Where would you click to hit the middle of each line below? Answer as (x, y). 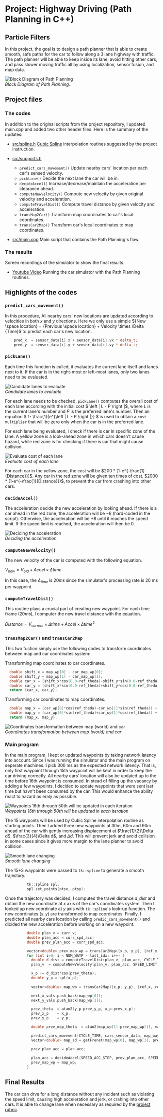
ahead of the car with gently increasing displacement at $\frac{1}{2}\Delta (79, 831)
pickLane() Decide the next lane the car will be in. (69, 178)
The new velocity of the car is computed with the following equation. (73, 560)
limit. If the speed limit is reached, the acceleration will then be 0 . (70, 524)
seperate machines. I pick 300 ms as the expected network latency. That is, (81, 765)
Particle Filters (27, 37)
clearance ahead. (37, 188)
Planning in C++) (40, 19)
